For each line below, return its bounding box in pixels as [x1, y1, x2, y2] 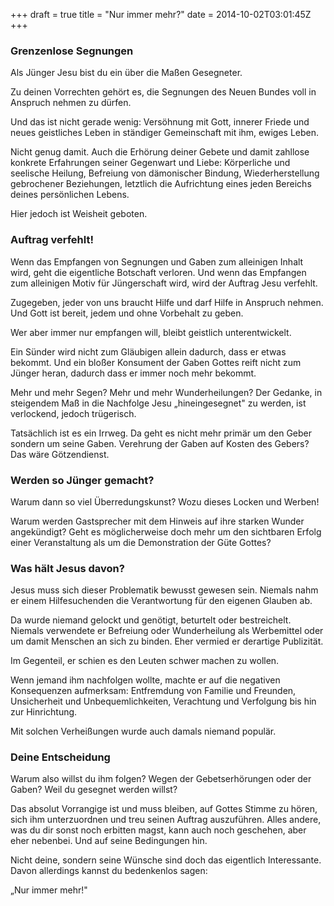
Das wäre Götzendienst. [10, 448, 110, 460]
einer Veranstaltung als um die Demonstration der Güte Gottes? [10, 536, 272, 548]
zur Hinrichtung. [10, 706, 78, 718]
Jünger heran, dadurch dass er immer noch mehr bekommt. [10, 367, 257, 379]
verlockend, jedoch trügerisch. [10, 407, 137, 419]
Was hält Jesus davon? [10, 561, 125, 575]
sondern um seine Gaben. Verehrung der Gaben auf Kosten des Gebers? [10, 437, 310, 449]
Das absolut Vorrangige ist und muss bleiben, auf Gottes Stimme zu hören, [10, 803, 318, 815]
